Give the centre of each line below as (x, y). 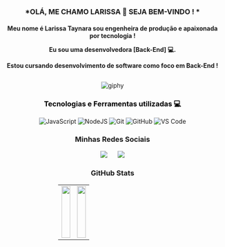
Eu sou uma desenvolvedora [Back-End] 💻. (112, 49)
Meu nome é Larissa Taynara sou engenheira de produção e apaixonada (112, 28)
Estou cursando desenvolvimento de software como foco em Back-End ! (112, 65)
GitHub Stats (112, 173)
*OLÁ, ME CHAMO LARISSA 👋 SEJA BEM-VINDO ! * (112, 12)
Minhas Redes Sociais (112, 140)
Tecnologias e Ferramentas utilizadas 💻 (112, 104)
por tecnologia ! (112, 35)
